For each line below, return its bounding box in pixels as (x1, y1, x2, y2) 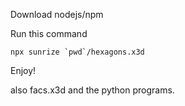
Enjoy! (10, 65, 37, 76)
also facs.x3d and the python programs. (10, 84, 175, 96)
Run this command (10, 28, 88, 39)
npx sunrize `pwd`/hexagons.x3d (10, 47, 145, 57)
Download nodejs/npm (10, 9, 104, 20)
